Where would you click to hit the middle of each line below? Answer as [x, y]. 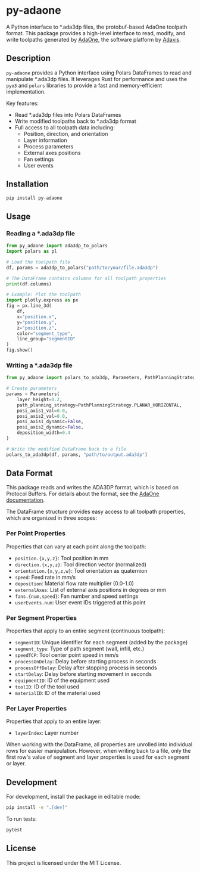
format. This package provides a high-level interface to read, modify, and [96, 33]
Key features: [22, 103]
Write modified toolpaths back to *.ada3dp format [76, 121]
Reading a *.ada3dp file [41, 233]
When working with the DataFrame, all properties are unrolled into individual [99, 744]
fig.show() [20, 350]
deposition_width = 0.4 [43, 433]
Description [28, 58]
